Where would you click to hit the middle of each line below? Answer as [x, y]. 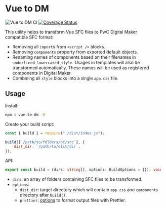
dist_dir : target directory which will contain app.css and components [89, 190]
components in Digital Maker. [42, 73]
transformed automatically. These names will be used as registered [81, 68]
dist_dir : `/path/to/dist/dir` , [47, 147]
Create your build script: [30, 124]
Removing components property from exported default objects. [75, 52]
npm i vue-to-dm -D [25, 115]
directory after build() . [43, 195]
